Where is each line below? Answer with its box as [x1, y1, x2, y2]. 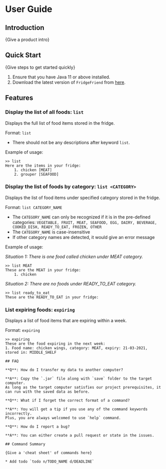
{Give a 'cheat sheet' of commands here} [5, 451, 92, 456]
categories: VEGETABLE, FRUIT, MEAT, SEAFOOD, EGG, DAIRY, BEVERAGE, [12, 219, 158, 225]
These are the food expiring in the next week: [5, 341, 106, 346]
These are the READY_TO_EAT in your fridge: [5, 294, 99, 300]
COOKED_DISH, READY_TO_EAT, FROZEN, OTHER [12, 225, 102, 230]
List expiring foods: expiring [5, 306, 75, 313]
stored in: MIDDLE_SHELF [5, 350, 57, 355]
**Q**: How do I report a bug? [5, 424, 70, 430]
